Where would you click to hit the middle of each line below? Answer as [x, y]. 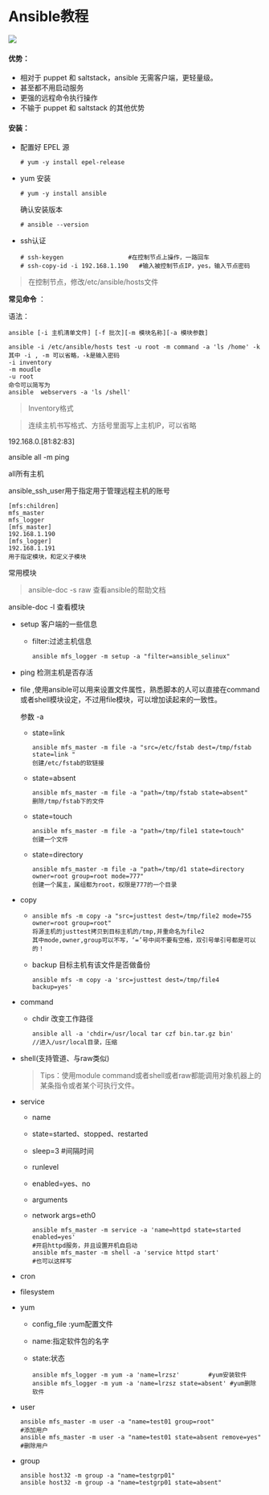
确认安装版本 [41, 209]
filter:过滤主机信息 [62, 642]
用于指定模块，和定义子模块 [47, 557]
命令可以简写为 [29, 386]
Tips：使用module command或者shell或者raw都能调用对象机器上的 [151, 1076]
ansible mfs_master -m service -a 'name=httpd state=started [136, 1230]
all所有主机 [26, 474]
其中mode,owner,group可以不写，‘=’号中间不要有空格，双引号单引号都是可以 [144, 940]
